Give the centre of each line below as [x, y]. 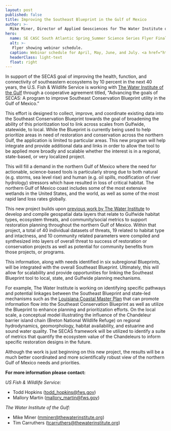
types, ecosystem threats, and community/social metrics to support [76, 220]
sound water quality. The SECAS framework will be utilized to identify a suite [85, 331]
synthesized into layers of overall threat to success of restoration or [76, 241]
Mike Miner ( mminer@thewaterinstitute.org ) [58, 417]
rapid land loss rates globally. [36, 199]
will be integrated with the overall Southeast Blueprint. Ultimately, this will [82, 267]
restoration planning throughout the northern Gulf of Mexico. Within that [81, 225]
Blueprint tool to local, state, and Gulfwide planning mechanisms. [73, 278]
